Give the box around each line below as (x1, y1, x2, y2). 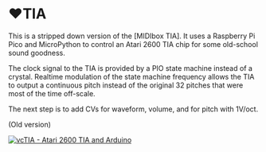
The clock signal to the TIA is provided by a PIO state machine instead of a (8, 63, 253, 72)
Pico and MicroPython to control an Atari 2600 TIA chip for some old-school (8, 39, 259, 49)
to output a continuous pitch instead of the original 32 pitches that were (8, 80, 244, 90)
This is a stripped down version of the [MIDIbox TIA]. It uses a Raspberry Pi (8, 31, 256, 41)
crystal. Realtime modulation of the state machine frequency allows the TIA (8, 72, 255, 81)
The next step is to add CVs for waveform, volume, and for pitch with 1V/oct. (8, 104, 259, 114)
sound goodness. (8, 48, 66, 57)
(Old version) (8, 119, 52, 129)
